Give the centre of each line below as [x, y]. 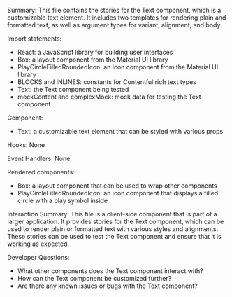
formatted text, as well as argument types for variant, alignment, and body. [115, 25]
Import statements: [35, 39]
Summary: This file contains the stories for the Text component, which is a [114, 10]
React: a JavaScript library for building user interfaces [95, 52]
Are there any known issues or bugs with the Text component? [107, 286]
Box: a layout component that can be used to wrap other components [117, 186]
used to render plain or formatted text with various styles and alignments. [113, 229]
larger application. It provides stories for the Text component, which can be [116, 221]
